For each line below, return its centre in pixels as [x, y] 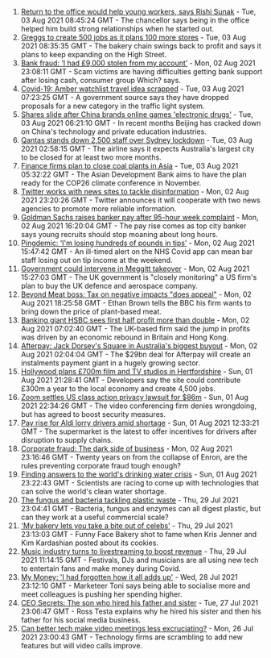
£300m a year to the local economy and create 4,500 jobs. [118, 389]
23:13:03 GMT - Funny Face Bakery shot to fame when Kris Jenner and [139, 534]
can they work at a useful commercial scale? [94, 517]
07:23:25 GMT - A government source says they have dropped [125, 97]
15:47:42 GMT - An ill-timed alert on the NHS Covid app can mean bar [137, 252]
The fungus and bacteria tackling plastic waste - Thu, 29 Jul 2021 [129, 500]
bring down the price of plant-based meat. [91, 311]
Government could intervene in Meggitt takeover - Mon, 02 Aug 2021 [135, 269]
